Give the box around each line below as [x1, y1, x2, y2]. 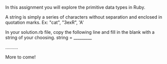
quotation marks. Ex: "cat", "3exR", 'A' [5, 20, 85, 25]
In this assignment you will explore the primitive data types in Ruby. [5, 5, 146, 10]
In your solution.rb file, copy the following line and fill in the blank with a [5, 29, 155, 35]
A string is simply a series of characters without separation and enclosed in [5, 14, 162, 20]
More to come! [5, 54, 36, 60]
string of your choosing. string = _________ [5, 35, 92, 40]
